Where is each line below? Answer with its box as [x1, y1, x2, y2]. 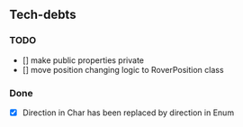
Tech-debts [9, 7, 76, 23]
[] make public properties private [22, 54, 145, 66]
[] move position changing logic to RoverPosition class [22, 64, 224, 75]
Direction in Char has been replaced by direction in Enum [22, 107, 235, 118]
